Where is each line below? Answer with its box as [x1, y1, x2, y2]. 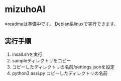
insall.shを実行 [12, 51, 43, 57]
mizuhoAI [5, 4, 46, 15]
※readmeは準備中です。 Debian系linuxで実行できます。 [5, 21, 118, 27]
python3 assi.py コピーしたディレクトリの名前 [12, 70, 108, 76]
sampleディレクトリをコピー [12, 57, 71, 63]
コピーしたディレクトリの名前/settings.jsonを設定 [12, 64, 115, 70]
